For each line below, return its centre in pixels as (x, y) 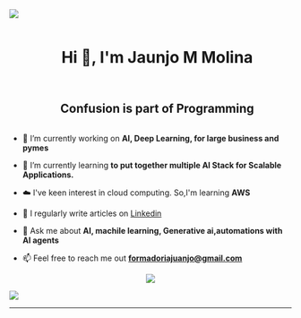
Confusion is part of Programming (157, 109)
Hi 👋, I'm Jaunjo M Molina (157, 58)
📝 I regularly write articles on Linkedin (92, 213)
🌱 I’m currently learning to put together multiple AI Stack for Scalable (152, 165)
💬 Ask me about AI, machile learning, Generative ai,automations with (152, 230)
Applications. (48, 175)
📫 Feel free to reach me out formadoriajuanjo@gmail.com (132, 258)
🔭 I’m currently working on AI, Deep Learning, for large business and (150, 138)
